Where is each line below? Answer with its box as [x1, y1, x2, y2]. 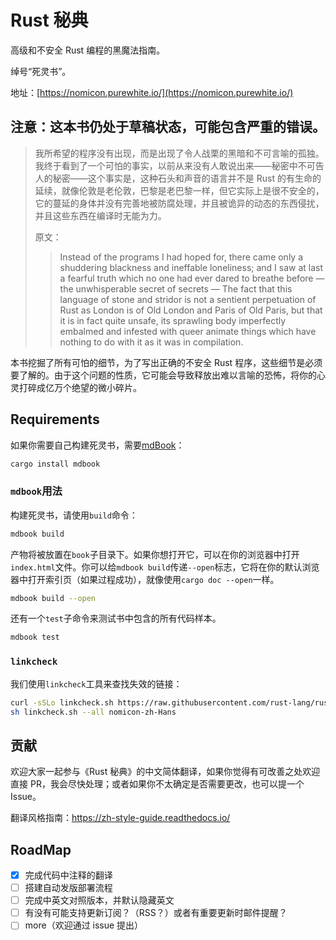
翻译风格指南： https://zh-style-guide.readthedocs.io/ [10, 812, 231, 824]
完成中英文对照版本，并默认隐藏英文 [24, 894, 175, 906]
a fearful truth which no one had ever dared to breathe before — [59, 272, 325, 284]
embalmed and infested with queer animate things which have [59, 325, 317, 337]
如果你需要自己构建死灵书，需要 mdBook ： [10, 439, 185, 451]
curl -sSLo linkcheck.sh [10, 697, 114, 708]
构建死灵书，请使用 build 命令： [10, 509, 138, 521]
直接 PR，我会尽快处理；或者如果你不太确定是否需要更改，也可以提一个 [10, 778, 305, 790]
